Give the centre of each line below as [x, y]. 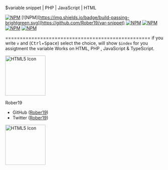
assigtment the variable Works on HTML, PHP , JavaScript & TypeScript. [80, 48]
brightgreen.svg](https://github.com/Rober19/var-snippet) [65, 23]
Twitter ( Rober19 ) [30, 118]
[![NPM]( [31, 17]
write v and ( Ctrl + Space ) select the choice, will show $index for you [76, 43]
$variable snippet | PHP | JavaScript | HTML [51, 8]
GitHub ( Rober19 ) [30, 112]
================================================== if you [84, 38]
